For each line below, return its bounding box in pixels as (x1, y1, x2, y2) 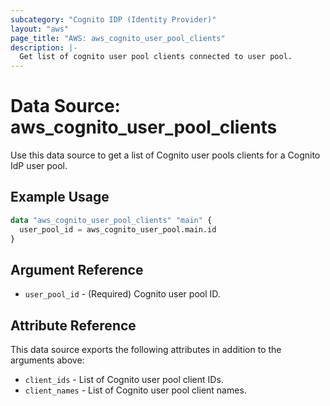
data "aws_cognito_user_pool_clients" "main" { (10, 215, 213, 225)
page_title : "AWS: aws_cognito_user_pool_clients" (10, 33, 226, 43)
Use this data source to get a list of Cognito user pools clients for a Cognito (10, 149, 321, 161)
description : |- (10, 42, 78, 53)
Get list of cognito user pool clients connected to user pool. (19, 52, 293, 62)
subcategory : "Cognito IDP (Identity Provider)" (10, 14, 217, 25)
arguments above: (10, 354, 85, 366)
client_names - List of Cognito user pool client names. (24, 384, 247, 396)
